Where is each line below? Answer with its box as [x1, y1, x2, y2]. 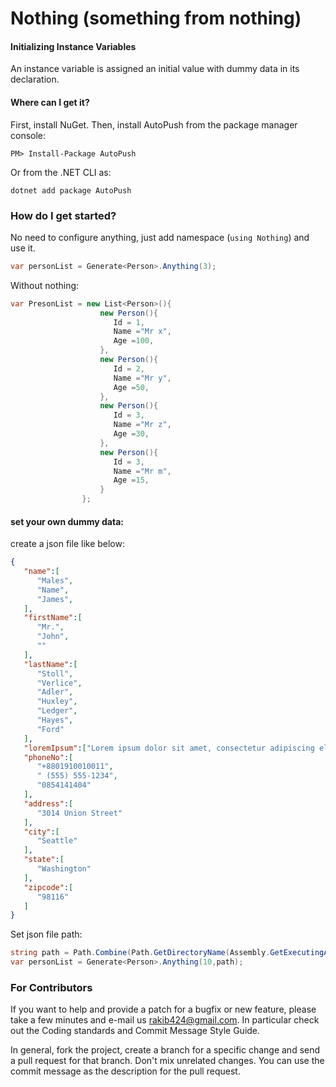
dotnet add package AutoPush [10, 185, 132, 196]
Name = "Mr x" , [113, 327, 172, 337]
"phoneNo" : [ [23, 752, 74, 762]
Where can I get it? [10, 96, 90, 108]
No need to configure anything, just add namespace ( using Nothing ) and [10, 231, 310, 243]
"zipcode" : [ [23, 882, 74, 892]
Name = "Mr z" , [113, 420, 172, 430]
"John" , [36, 632, 70, 642]
